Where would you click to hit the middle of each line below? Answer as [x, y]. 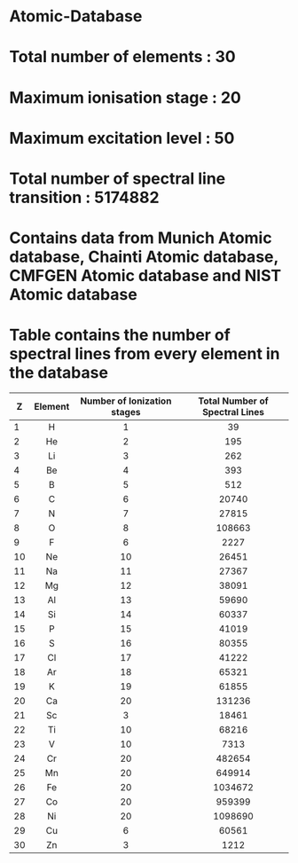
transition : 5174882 [84, 197]
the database [59, 373]
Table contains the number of [120, 335]
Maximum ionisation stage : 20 [125, 97]
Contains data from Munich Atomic [141, 238]
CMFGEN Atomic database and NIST [145, 276]
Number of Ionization [125, 401]
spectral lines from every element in [145, 354]
